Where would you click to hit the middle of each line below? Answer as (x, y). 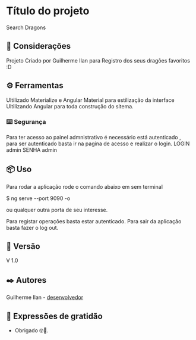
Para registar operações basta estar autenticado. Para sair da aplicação (94, 221)
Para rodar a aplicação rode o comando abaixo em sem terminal (85, 186)
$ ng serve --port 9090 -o (38, 198)
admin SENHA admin (32, 149)
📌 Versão (23, 246)
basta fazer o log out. (32, 227)
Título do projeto (48, 11)
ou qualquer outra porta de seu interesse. (57, 210)
